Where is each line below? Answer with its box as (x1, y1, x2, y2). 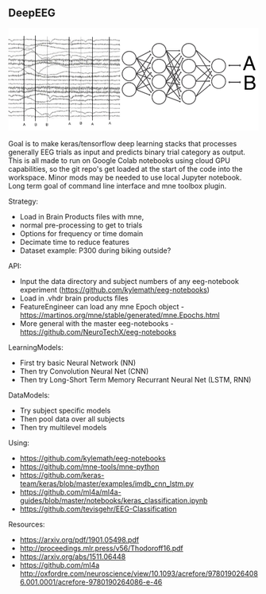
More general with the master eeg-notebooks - (19, 319, 174, 328)
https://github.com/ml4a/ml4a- (19, 487, 121, 497)
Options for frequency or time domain (19, 229, 144, 239)
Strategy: (8, 196, 38, 206)
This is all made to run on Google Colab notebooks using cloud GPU (8, 156, 230, 165)
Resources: (8, 520, 45, 530)
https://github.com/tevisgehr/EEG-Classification (19, 504, 177, 514)
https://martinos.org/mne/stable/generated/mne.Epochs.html (19, 310, 220, 320)
